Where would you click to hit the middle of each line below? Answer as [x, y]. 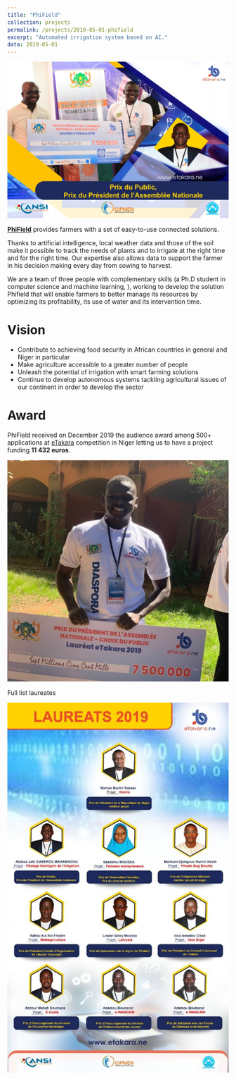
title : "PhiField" [34, 15]
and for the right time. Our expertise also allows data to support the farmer [115, 258]
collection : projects [39, 22]
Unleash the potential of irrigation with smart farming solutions [108, 372]
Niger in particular [44, 357]
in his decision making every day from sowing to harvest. [90, 265]
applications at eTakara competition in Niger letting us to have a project [110, 442]
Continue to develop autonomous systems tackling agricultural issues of [122, 379]
